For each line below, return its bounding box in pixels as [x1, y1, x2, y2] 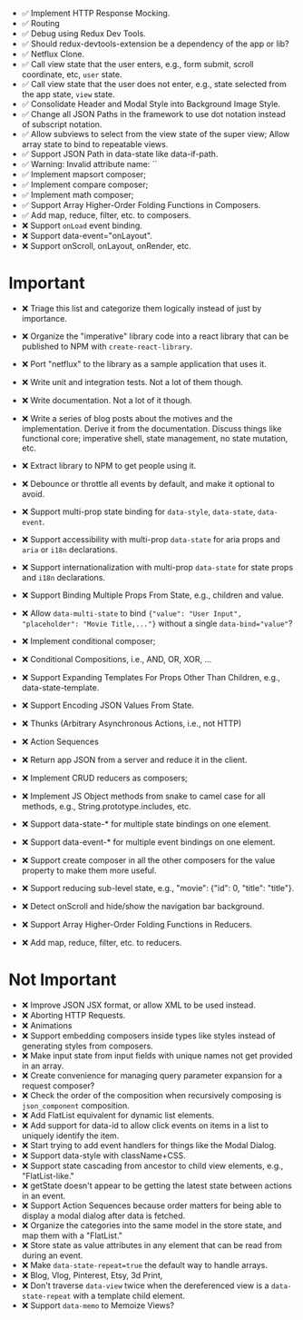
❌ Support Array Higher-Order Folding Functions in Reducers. [21, 918, 253, 929]
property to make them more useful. [21, 865, 157, 876]
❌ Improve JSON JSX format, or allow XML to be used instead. [21, 999, 256, 1010]
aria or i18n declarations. [21, 544, 118, 555]
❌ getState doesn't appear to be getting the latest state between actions [21, 1180, 292, 1191]
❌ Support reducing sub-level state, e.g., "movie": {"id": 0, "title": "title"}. [21, 882, 295, 893]
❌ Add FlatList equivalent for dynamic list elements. [21, 1109, 215, 1120]
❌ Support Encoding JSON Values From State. [21, 700, 194, 710]
